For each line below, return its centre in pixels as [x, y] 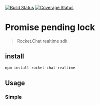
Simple [13, 97]
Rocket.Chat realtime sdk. [43, 41]
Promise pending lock [50, 27]
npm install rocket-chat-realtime [40, 68]
